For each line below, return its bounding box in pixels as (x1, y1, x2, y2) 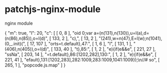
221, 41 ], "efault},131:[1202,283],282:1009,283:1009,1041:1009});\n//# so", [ (5, 56, 160, 62)
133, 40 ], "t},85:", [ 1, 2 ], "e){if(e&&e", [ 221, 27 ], (54, 46, 156, 52)
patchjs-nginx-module (5, 4, 101, 15)
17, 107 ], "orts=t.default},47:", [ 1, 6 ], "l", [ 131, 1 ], (30, 40, 132, 46)
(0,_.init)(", (5, 40, 26, 46)
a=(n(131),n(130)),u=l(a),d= (94, 30, 149, 36)
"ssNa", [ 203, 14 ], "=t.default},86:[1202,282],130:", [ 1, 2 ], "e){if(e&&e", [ (5, 51, 156, 57)
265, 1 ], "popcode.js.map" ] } (5, 62, 66, 68)
